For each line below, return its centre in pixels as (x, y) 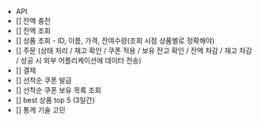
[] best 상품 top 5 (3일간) (55, 100)
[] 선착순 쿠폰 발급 (44, 80)
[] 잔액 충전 (33, 21)
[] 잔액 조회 (33, 30)
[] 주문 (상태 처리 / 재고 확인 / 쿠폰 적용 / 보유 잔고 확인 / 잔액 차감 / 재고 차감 (134, 50)
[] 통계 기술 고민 (40, 110)
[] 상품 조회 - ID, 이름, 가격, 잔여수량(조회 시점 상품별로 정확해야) (115, 40)
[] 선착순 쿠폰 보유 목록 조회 (58, 90)
